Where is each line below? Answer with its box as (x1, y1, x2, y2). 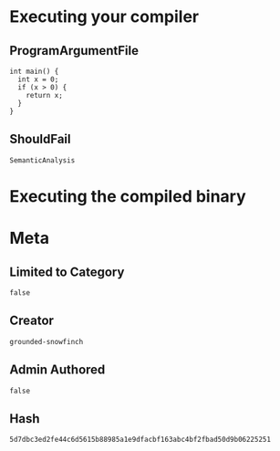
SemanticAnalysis (9, 155, 76, 165)
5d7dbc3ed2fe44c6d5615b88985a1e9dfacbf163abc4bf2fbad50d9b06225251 (9, 435, 272, 445)
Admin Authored (9, 362, 106, 378)
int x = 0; (17, 75, 59, 84)
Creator (9, 313, 55, 329)
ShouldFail (9, 131, 71, 147)
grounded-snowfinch (9, 337, 84, 346)
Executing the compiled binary (9, 186, 246, 206)
